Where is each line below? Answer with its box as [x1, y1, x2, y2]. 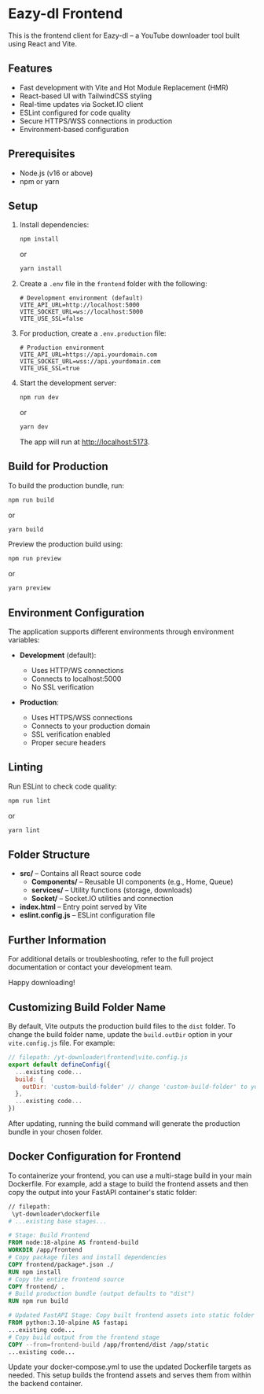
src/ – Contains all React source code [19, 869, 141, 878]
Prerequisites [8, 147, 75, 161]
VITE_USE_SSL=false [19, 315, 84, 323]
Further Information [8, 933, 107, 947]
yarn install [19, 265, 63, 273]
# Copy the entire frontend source [8, 1275, 125, 1283]
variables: [8, 635, 40, 645]
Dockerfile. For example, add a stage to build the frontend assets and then [8, 1179, 249, 1188]
